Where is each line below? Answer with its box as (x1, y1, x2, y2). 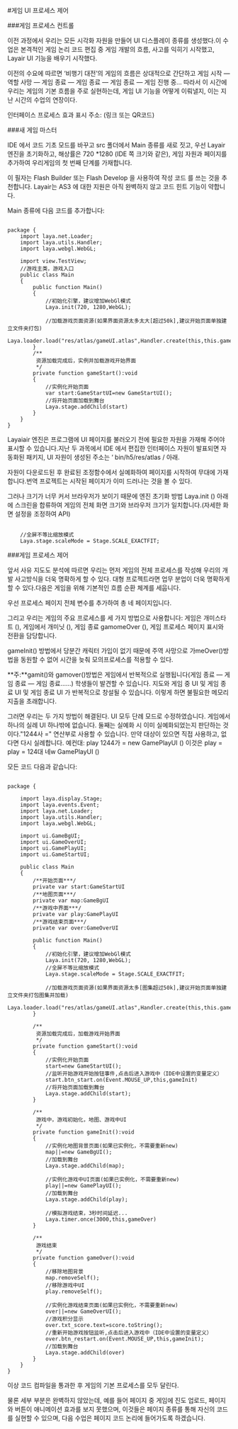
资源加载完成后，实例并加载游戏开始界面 (35, 357, 137, 364)
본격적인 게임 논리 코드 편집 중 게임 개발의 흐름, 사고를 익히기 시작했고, (20, 45, 215, 53)
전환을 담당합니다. (7, 631, 57, 640)
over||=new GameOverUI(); (45, 1308, 122, 1315)
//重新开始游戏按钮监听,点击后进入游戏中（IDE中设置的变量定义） (45, 1329, 212, 1336)
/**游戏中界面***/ (33, 905, 81, 912)
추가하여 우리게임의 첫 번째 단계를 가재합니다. (7, 159, 132, 166)
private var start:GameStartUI (33, 883, 125, 891)
